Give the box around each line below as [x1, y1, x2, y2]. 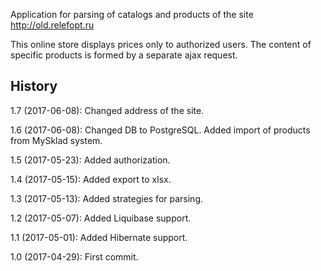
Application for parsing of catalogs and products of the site [10, 9, 254, 20]
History [10, 78, 58, 95]
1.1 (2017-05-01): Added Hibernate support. [10, 231, 188, 243]
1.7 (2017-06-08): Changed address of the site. [10, 104, 205, 116]
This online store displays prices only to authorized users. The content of [10, 39, 312, 50]
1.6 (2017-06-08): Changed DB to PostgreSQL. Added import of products [10, 124, 311, 136]
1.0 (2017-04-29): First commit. [10, 250, 139, 263]
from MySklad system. [10, 134, 103, 146]
